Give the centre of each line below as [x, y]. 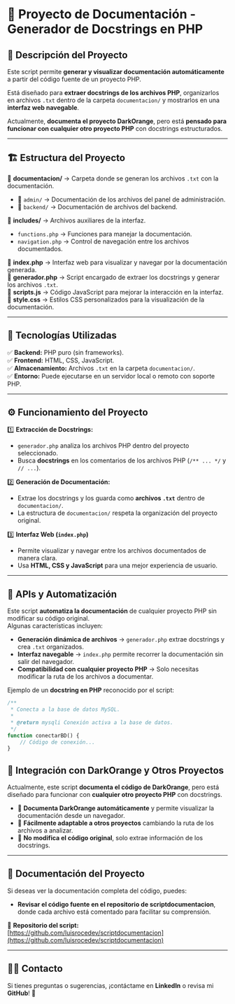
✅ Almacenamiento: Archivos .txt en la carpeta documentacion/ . [101, 368]
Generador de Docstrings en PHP [105, 29]
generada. [22, 269]
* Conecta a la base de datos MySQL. [65, 709]
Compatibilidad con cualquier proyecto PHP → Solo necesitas [108, 669]
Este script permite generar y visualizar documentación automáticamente [116, 72]
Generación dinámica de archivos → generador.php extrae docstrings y [121, 639]
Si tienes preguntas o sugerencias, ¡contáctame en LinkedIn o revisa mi [111, 985]
